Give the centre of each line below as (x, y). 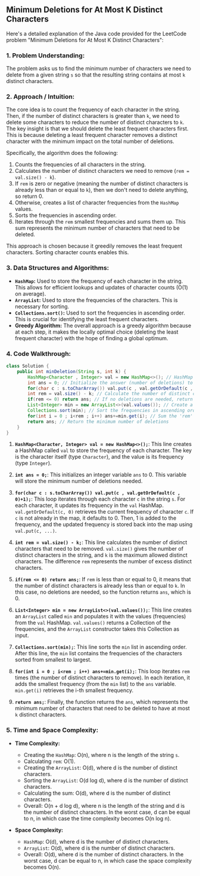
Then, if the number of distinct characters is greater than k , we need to (93, 116)
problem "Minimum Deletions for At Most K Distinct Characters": (85, 40)
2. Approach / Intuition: (40, 97)
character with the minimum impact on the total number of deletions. (90, 141)
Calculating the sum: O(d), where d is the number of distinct (97, 793)
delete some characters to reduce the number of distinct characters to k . (95, 123)
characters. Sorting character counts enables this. (68, 252)
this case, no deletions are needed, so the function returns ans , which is (103, 592)
